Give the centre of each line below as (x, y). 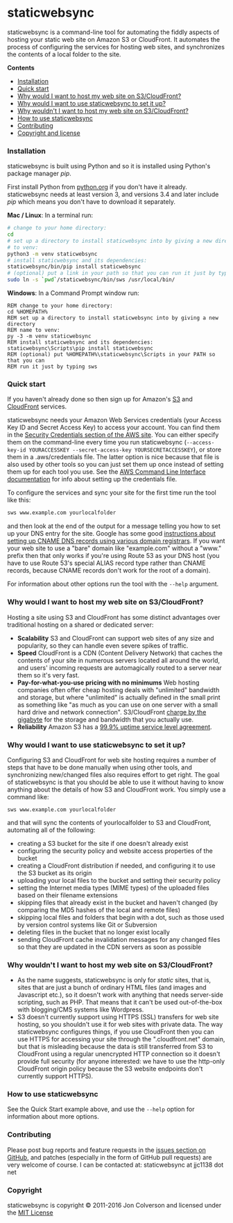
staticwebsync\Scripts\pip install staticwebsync (80, 349)
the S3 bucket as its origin (54, 873)
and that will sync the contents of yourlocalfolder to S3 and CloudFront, (109, 822)
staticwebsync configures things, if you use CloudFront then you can (116, 1032)
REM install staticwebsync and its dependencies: (80, 342)
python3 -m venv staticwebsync (52, 254)
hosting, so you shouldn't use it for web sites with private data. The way (120, 1025)
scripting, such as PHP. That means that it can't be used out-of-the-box (120, 1002)
